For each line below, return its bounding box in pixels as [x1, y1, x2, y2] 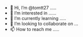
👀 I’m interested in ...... [10, 10, 57, 16]
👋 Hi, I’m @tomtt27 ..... [10, 5, 57, 10]
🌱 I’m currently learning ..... [10, 15, 66, 21]
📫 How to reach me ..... [10, 26, 59, 32]
